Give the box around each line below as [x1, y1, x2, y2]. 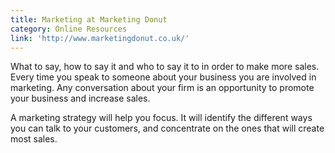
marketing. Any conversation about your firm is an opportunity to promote [10, 82, 315, 94]
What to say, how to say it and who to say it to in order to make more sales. [10, 61, 320, 73]
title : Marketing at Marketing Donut [10, 14, 168, 25]
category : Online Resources [10, 24, 128, 34]
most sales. [10, 133, 58, 145]
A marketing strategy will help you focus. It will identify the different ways [10, 112, 313, 124]
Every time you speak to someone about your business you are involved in [10, 71, 317, 83]
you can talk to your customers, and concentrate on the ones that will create [10, 122, 325, 135]
